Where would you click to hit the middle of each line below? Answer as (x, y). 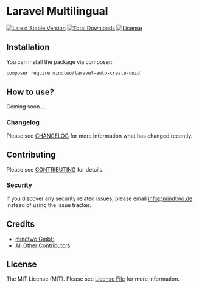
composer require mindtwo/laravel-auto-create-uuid (73, 73)
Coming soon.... (26, 107)
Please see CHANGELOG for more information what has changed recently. (100, 136)
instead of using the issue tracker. (49, 205)
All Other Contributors (43, 245)
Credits (21, 224)
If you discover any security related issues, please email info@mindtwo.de (100, 198)
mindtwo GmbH (35, 239)
